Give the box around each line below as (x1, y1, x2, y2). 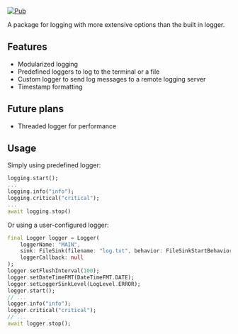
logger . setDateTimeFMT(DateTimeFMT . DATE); (7, 274, 135, 281)
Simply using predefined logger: (7, 161, 101, 169)
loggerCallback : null (20, 254, 84, 262)
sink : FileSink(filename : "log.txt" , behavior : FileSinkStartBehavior (20, 247, 233, 255)
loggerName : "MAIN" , (20, 241, 81, 248)
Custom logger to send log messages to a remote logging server (17, 74, 206, 83)
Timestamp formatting (17, 82, 83, 91)
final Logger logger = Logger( (7, 234, 100, 241)
